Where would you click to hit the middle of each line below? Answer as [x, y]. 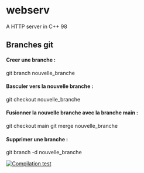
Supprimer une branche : [37, 139]
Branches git [30, 45]
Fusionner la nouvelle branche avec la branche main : [72, 113]
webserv [28, 10]
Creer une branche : [31, 60]
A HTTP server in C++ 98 [37, 26]
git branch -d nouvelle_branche [44, 152]
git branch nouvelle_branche [40, 73]
